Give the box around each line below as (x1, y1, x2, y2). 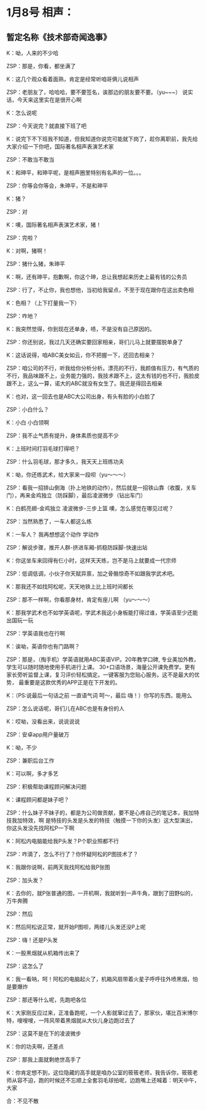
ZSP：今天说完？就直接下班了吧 (6, 122, 87, 129)
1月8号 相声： (6, 6, 75, 20)
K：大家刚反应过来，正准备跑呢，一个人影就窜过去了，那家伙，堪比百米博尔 (6, 1009, 198, 1016)
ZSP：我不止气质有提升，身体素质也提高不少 (6, 432, 119, 439)
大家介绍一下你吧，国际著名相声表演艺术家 (6, 143, 114, 150)
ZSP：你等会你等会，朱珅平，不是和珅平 (6, 182, 109, 189)
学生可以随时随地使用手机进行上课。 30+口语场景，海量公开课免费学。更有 (6, 664, 196, 670)
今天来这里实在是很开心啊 (17, 96, 82, 103)
